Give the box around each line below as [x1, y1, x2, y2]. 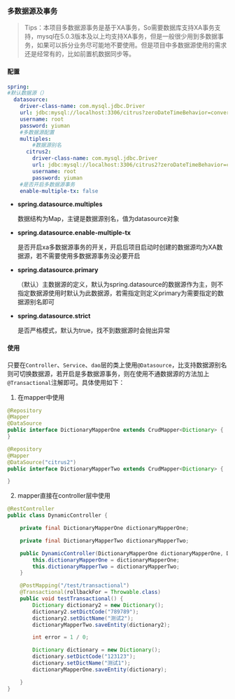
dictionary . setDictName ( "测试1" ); [32, 660, 131, 667]
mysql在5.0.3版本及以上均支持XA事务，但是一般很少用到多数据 [36, 32, 218, 41]
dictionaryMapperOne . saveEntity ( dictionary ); [32, 666, 168, 673]
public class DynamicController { [7, 512, 108, 520]
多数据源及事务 [7, 6, 58, 15]
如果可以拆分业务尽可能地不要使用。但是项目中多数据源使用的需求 [36, 41, 227, 50]
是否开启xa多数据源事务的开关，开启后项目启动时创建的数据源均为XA [17, 243, 217, 252]
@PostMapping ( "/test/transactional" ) [20, 582, 130, 590]
